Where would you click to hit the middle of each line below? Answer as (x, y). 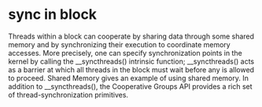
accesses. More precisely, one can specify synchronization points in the (125, 53)
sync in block (52, 15)
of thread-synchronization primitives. (68, 94)
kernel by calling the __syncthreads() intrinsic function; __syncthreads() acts (131, 61)
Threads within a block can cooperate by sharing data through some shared (131, 36)
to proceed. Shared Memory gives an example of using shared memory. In (129, 78)
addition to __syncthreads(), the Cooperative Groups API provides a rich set (131, 86)
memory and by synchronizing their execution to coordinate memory (119, 44)
